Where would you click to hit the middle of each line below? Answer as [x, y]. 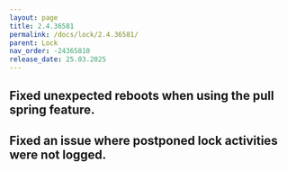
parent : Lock [34, 43]
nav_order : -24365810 [50, 51]
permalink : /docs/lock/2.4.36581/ [74, 34]
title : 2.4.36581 [42, 26]
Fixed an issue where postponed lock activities [143, 140]
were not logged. [58, 154]
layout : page [34, 18]
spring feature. [52, 110]
